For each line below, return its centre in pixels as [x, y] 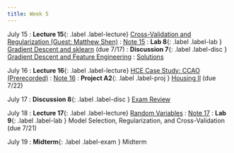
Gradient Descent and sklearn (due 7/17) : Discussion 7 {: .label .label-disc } [117, 49]
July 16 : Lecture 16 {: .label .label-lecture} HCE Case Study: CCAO [104, 70]
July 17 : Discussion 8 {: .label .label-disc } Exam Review [89, 99]
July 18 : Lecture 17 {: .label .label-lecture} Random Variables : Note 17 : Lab [117, 113]
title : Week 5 [28, 14]
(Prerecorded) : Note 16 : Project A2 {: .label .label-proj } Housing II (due [112, 78]
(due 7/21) [22, 127]
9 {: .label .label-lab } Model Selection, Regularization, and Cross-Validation [116, 120]
